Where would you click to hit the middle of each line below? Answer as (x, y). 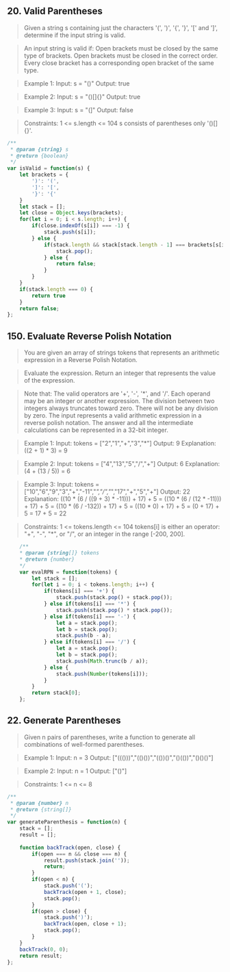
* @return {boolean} (39, 156)
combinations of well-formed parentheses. (84, 744)
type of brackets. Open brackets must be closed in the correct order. (121, 55)
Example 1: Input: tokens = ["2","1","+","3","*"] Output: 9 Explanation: (120, 444)
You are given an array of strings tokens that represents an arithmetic (122, 353)
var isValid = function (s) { (49, 168)
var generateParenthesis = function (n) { (67, 822)
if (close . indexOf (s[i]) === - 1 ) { (81, 226)
